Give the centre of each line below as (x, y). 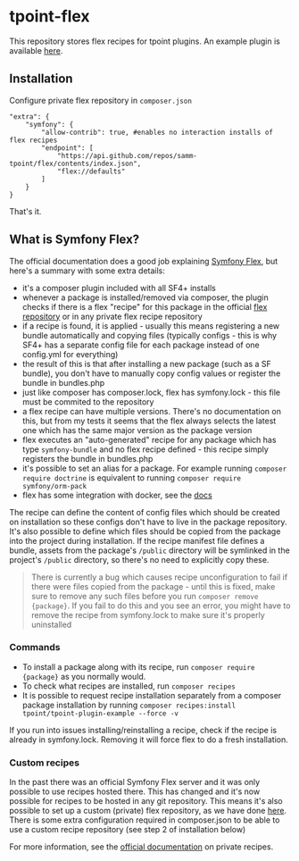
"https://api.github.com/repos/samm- (127, 155)
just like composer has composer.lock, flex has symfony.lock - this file (151, 392)
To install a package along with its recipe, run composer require (138, 666)
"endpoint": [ (67, 148)
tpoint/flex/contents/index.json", (75, 163)
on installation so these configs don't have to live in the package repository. (148, 522)
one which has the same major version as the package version (137, 430)
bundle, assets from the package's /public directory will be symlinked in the (149, 550)
